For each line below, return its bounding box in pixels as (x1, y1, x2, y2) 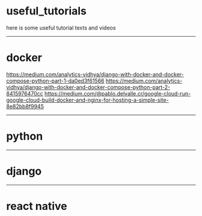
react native (6, 199, 67, 213)
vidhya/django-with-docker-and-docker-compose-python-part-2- (6, 83, 170, 91)
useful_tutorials (6, 4, 87, 18)
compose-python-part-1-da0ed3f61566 (6, 77, 105, 84)
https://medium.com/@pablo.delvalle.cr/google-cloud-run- (44, 90, 191, 97)
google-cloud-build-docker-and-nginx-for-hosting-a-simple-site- (6, 96, 170, 103)
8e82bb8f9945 (6, 102, 44, 110)
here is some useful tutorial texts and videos (6, 24, 116, 31)
